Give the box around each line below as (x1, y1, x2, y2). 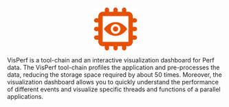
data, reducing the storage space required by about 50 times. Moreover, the (7, 71, 222, 79)
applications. (7, 93, 43, 100)
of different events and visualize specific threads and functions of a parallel (7, 85, 221, 93)
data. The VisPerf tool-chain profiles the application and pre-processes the (7, 63, 220, 71)
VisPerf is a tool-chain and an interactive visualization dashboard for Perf (7, 56, 215, 64)
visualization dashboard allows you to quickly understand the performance (7, 78, 219, 86)
